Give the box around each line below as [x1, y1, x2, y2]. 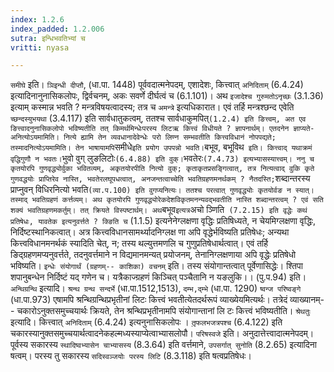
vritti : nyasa [10, 42, 70, 53]
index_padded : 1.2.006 [10, 24, 105, 34]
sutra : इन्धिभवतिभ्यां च [10, 33, 86, 43]
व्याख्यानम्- [289, 294, 325, 306]
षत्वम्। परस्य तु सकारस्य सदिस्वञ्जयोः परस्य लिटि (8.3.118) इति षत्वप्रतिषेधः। [10, 350, 252, 362]
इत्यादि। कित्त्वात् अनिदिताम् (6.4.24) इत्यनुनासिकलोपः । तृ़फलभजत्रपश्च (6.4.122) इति [10, 316, 283, 328]
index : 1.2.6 [10, 14, 65, 25]
